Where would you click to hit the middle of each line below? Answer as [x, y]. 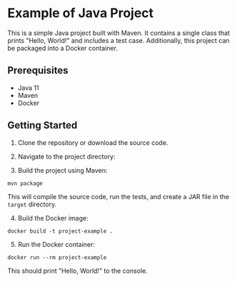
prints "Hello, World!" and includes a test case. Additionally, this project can [118, 40]
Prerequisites [38, 70]
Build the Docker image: [53, 218]
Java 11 [28, 88]
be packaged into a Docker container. [62, 48]
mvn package [25, 183]
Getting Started [42, 125]
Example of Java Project [81, 13]
